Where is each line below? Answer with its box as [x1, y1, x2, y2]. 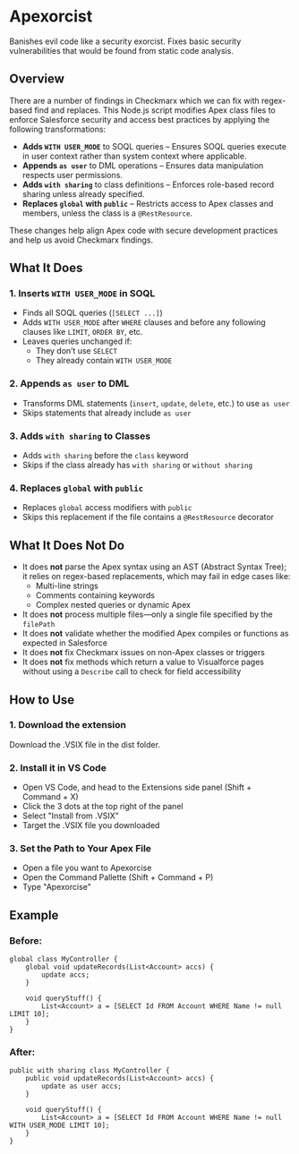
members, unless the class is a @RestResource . [21, 208, 193, 218]
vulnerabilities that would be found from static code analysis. [9, 45, 235, 56]
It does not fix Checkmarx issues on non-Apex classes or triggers [21, 647, 266, 658]
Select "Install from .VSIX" [21, 810, 119, 821]
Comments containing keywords [35, 590, 155, 601]
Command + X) [21, 791, 79, 802]
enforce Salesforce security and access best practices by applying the [9, 114, 270, 124]
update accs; [41, 970, 90, 979]
